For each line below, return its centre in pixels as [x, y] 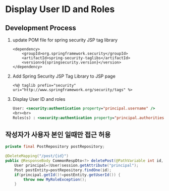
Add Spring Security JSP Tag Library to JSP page [64, 76]
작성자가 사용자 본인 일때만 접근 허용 [58, 135]
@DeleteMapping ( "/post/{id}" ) [37, 156]
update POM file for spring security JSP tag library [65, 40]
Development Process [41, 28]
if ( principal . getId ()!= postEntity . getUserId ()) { [68, 175]
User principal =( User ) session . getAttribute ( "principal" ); [76, 165]
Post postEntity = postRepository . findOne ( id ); [63, 170]
